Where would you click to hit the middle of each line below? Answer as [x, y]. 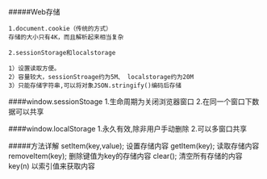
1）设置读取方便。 [34, 69]
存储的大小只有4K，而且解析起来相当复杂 [66, 37]
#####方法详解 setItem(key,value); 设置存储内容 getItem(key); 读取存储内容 [134, 146]
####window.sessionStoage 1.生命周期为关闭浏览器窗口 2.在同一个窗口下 [130, 102]
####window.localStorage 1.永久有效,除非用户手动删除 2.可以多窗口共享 [128, 129]
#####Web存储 [34, 12]
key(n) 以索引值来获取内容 [52, 166]
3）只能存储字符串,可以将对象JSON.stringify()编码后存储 [95, 85]
